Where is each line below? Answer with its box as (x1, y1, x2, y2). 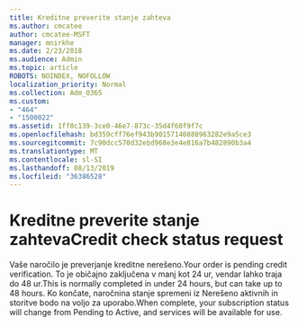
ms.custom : (9, 96, 50, 106)
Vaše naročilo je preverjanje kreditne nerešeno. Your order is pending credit (9, 260, 288, 270)
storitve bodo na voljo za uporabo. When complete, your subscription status (9, 297, 290, 308)
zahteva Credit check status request (9, 230, 284, 250)
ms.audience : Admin (9, 55, 83, 64)
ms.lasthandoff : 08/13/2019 (9, 163, 115, 172)
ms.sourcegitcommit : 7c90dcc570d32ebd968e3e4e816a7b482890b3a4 (9, 138, 252, 147)
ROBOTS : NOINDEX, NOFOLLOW (9, 72, 111, 81)
